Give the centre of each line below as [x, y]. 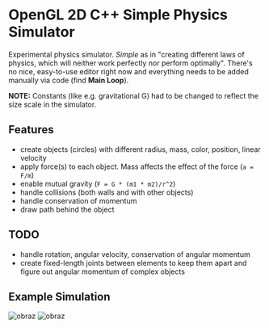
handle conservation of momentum [78, 200]
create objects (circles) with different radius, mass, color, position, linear [140, 149]
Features [31, 130]
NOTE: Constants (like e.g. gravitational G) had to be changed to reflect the [134, 95]
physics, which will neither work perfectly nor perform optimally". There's [130, 63]
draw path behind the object [67, 209]
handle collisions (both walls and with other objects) [107, 192]
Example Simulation [59, 296]
